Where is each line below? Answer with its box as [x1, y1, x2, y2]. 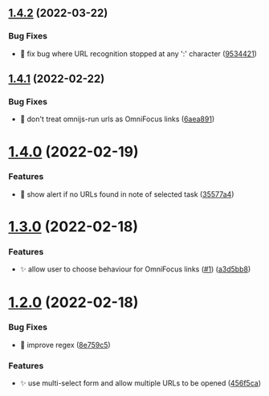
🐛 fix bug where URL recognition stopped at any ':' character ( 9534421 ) [19, 48, 257, 59]
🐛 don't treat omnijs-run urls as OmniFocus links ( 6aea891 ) [19, 114, 215, 124]
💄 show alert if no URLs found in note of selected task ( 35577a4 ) [19, 189, 234, 199]
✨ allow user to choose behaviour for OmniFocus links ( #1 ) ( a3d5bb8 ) [19, 264, 251, 274]
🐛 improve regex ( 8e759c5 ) [19, 340, 111, 349]
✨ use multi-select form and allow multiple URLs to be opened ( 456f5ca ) [19, 378, 261, 388]
